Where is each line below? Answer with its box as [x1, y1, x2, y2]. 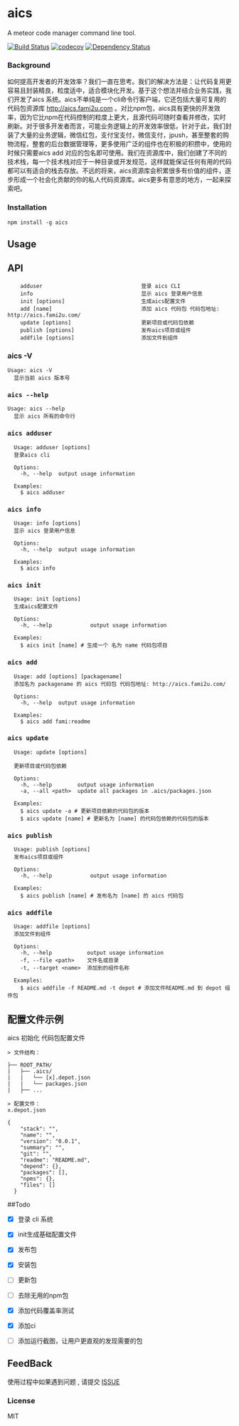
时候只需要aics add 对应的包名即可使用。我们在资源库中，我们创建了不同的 [7, 148, 228, 158]
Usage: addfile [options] [14, 923, 91, 930]
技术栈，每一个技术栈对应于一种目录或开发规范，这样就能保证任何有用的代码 [7, 158, 232, 166]
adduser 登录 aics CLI [20, 282, 181, 289]
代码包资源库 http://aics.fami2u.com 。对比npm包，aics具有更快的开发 [7, 104, 215, 113]
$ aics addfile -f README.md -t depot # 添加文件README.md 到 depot [20, 985, 222, 992]
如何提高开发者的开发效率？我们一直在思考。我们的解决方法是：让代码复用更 [7, 77, 232, 86]
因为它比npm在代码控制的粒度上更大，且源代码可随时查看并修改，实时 [19, 113, 226, 122]
